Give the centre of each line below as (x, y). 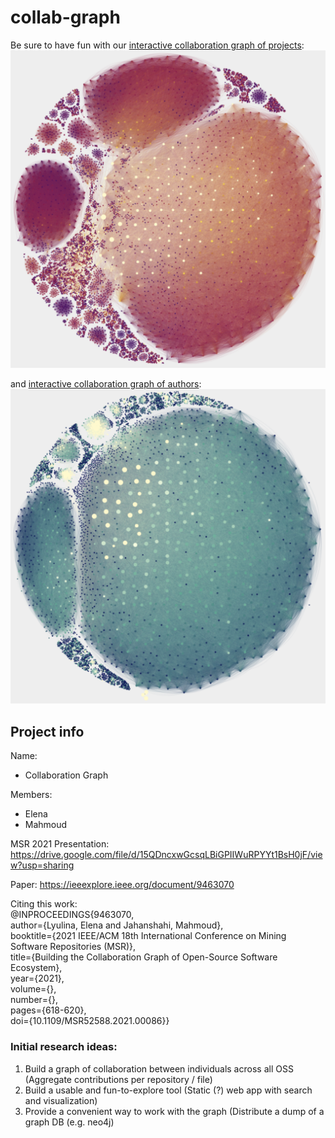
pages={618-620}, (48, 1010)
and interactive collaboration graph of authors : (106, 383)
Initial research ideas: (64, 1047)
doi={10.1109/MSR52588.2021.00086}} (90, 1021)
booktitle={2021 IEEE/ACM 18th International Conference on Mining (148, 936)
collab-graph (65, 17)
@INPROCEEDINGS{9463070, (72, 915)
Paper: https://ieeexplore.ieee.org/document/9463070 (122, 885)
